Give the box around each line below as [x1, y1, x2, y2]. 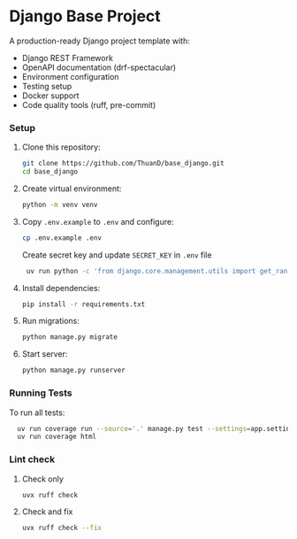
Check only [21, 474, 65, 484]
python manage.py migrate [21, 333, 118, 342]
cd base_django [21, 167, 79, 176]
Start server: [21, 349, 68, 359]
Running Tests [9, 387, 72, 399]
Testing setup [21, 81, 72, 91]
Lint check [9, 453, 56, 466]
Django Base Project [9, 6, 161, 27]
